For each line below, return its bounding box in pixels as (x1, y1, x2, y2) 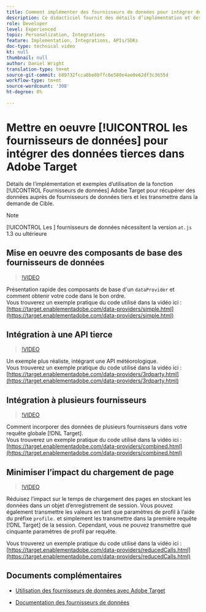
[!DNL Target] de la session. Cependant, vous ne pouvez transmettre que (6, 521, 191, 529)
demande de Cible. (6, 199, 55, 207)
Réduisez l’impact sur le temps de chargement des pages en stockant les (6, 495, 191, 503)
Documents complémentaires (6, 570, 123, 581)
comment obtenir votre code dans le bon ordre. (6, 292, 126, 300)
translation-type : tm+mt (6, 66, 70, 72)
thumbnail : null (6, 55, 48, 61)
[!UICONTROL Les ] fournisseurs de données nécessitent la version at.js (6, 223, 192, 231)
